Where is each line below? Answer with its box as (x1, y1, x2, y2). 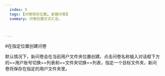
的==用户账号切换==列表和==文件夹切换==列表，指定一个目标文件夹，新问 (5, 60, 157, 66)
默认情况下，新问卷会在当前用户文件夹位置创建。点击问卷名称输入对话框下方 (5, 53, 160, 59)
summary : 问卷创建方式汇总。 (9, 16, 62, 21)
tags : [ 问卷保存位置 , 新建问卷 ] (9, 12, 68, 17)
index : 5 (9, 7, 27, 12)
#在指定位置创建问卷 (5, 43, 47, 49)
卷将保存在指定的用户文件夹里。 (5, 66, 70, 72)
